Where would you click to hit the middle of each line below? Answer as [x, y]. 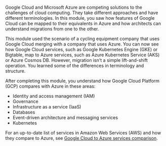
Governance [26, 101]
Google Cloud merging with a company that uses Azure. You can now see [82, 44]
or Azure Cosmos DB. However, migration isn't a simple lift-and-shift [76, 60]
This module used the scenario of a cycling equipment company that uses [82, 39]
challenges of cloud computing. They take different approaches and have [82, 13]
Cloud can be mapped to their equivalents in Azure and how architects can [83, 23]
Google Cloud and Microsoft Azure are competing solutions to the [74, 7]
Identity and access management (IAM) [54, 96]
